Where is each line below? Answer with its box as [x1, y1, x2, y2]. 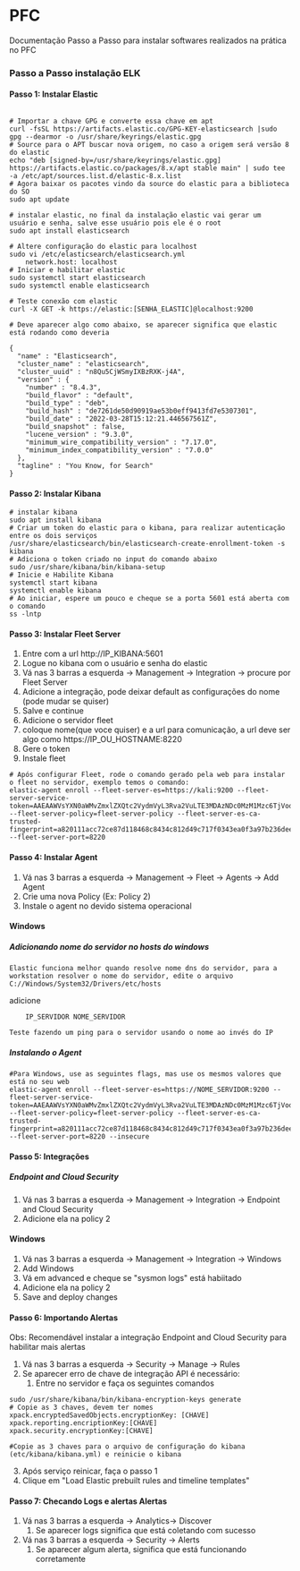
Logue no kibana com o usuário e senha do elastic [21, 658, 208, 669]
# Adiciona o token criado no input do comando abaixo [9, 555, 218, 564]
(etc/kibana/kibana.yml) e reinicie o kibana [9, 1450, 181, 1459]
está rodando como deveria [9, 329, 110, 337]
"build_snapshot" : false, [25, 423, 126, 431]
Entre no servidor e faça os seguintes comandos [35, 1378, 214, 1388]
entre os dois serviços [9, 532, 98, 541]
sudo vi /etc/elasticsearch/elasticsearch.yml [9, 250, 186, 260]
